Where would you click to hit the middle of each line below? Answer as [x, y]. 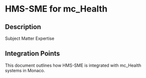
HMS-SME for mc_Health [56, 9]
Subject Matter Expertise [30, 38]
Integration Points [33, 54]
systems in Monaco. [25, 70]
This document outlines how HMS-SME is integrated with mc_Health [73, 65]
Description [23, 27]
